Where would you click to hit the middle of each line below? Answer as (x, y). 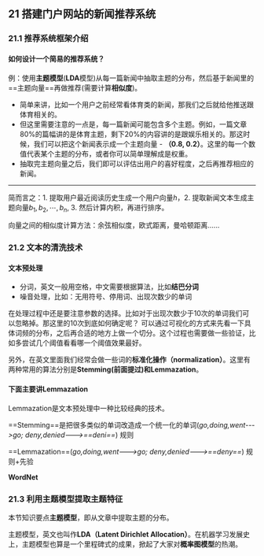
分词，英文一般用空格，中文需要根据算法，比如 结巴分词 (109, 287)
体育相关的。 (40, 114)
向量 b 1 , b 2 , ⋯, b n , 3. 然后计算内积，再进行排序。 (92, 208)
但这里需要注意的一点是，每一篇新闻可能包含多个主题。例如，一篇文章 (133, 124)
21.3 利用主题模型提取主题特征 (66, 499)
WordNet (23, 477)
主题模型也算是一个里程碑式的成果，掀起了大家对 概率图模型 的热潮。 (132, 544)
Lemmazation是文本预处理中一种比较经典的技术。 (88, 408)
